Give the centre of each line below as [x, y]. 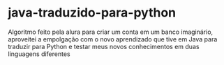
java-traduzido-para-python [92, 13]
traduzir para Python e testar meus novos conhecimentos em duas [104, 46]
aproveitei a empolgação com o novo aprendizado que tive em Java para [113, 39]
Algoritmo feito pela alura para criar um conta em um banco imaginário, [111, 32]
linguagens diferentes [39, 54]
